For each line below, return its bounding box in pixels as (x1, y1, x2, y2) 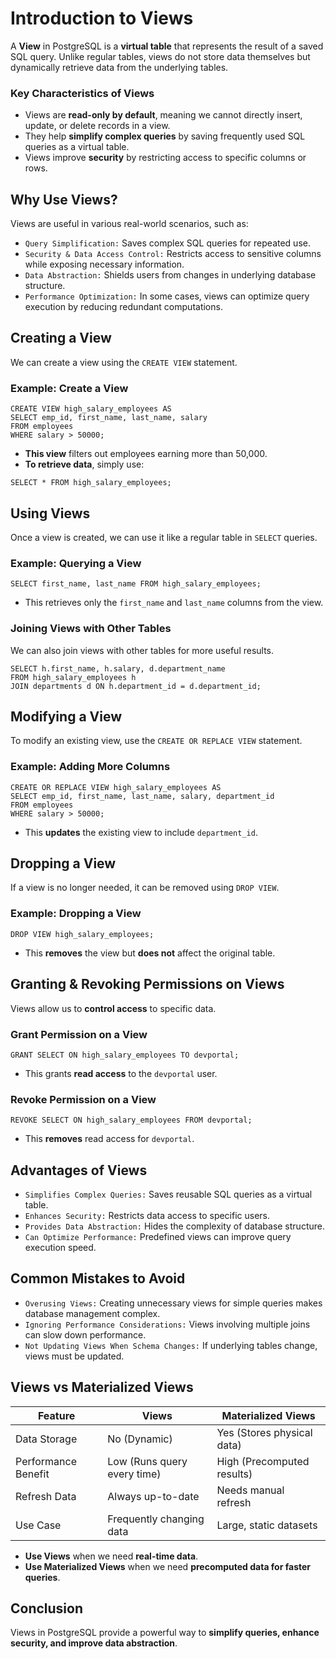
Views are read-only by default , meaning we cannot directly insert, (24, 109, 303, 121)
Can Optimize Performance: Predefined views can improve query (24, 1231, 292, 1242)
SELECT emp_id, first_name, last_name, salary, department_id (10, 791, 275, 801)
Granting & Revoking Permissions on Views (10, 976, 285, 993)
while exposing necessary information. (24, 258, 185, 271)
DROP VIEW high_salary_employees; (10, 929, 155, 939)
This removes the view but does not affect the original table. (24, 947, 276, 959)
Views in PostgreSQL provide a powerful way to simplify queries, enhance (10, 1627, 320, 1639)
